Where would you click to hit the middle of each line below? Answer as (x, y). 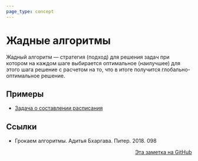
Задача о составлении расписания (59, 108)
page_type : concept (30, 11)
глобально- (176, 69)
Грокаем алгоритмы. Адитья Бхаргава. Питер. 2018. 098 (86, 141)
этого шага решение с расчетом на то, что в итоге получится (83, 69)
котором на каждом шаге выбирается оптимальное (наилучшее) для (93, 63)
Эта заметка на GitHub (163, 152)
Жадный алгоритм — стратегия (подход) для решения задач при (88, 57)
